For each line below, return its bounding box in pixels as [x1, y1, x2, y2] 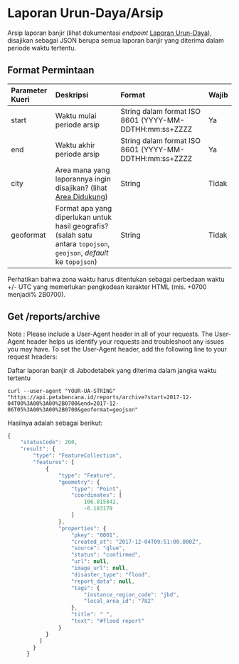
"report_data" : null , [70, 578, 135, 585]
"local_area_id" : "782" [83, 598, 154, 605]
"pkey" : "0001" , [70, 532, 119, 539]
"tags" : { [70, 584, 100, 591]
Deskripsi [55, 90, 89, 100]
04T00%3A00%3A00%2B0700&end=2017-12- [7, 400, 119, 407]
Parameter [11, 85, 48, 95]
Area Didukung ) [55, 191, 108, 201]
